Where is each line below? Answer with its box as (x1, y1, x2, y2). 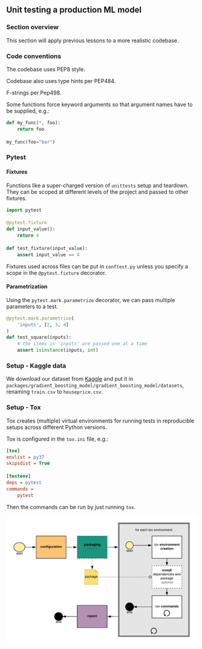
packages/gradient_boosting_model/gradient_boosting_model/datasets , (6, 381, 184, 389)
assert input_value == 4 (17, 251, 80, 258)
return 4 (17, 232, 39, 239)
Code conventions (6, 51, 62, 60)
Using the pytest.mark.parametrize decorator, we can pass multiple (6, 296, 175, 303)
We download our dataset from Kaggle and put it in (6, 375, 134, 383)
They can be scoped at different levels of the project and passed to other (6, 188, 189, 196)
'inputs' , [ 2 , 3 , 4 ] (17, 321, 69, 328)
